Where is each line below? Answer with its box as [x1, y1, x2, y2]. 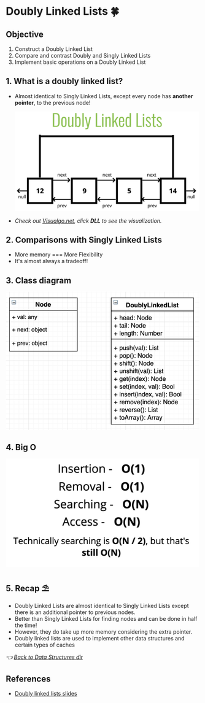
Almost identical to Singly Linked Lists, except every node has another [14, 92, 194, 99]
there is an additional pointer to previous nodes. [14, 609, 136, 616]
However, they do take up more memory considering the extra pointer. [14, 628, 193, 636]
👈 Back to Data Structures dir [6, 653, 83, 661]
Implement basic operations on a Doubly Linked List [14, 58, 146, 66]
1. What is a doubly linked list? [6, 76, 123, 86]
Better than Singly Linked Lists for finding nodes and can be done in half [14, 615, 198, 623]
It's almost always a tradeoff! [14, 258, 88, 265]
